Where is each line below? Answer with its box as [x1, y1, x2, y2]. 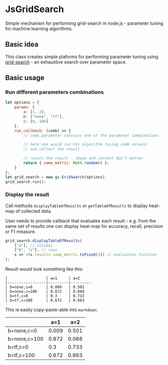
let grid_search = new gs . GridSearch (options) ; [5, 174, 107, 179]
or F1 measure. [5, 228, 36, 234]
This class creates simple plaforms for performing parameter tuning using [5, 53, 159, 59]
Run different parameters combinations [5, 89, 104, 96]
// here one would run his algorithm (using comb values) [23, 142, 148, 147]
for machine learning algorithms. [5, 25, 73, 31]
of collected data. [15, 208, 52, 214]
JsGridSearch [5, 4, 64, 15]
